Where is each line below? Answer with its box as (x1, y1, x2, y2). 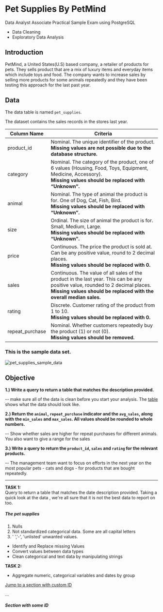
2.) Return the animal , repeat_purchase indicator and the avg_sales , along (5, 411, 153, 416)
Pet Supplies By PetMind (5, 3, 106, 15)
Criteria (94, 130, 113, 137)
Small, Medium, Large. (50, 223, 102, 230)
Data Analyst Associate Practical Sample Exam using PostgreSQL (5, 20, 136, 25)
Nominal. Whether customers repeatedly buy (50, 322, 153, 329)
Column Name (10, 130, 44, 137)
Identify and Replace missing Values (12, 543, 85, 549)
